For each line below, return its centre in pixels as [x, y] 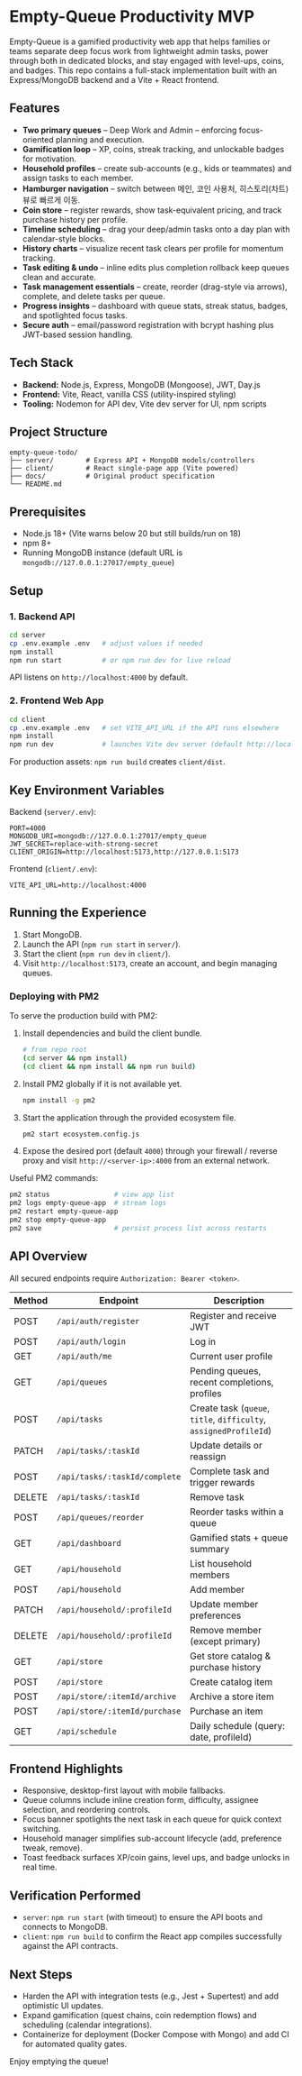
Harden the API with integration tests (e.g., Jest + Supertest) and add [151, 1996]
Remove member [226, 1630]
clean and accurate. [59, 277]
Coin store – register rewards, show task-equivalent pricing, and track [152, 210]
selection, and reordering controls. [86, 1810]
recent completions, [232, 1382]
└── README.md [36, 484]
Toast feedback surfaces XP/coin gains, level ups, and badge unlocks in [156, 1858]
